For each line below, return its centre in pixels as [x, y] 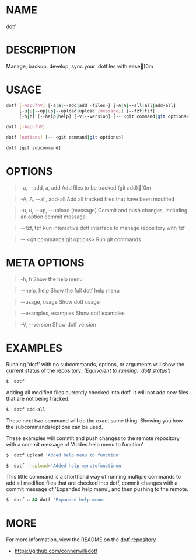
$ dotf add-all [26, 409]
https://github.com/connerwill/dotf [56, 551]
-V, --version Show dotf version [58, 324]
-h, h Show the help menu [51, 279]
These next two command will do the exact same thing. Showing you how [94, 420]
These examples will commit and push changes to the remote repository [93, 438]
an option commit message [53, 217]
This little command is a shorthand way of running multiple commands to [94, 477]
